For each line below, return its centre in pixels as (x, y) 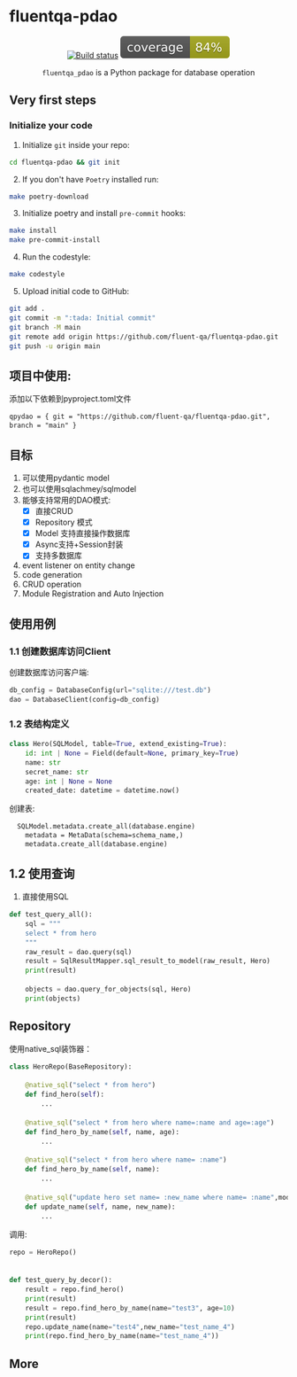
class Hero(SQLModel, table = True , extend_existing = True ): (118, 744)
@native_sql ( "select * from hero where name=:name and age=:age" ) (150, 1123)
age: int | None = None (69, 782)
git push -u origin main (55, 346)
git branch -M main (45, 327)
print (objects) (53, 999)
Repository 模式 (64, 522)
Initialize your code (51, 126)
